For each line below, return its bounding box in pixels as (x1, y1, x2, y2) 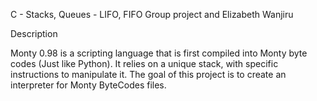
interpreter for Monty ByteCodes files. (10, 79, 167, 91)
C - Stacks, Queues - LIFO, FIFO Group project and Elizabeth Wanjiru (10, 9, 294, 20)
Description (10, 28, 58, 39)
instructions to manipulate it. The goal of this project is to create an (10, 69, 287, 80)
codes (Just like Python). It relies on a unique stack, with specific (10, 58, 279, 69)
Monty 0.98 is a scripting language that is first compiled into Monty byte (10, 47, 308, 59)
